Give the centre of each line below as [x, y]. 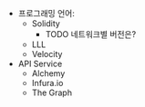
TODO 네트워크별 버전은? [91, 34]
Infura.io [47, 83]
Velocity [47, 54]
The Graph [52, 92]
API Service [40, 63]
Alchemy [48, 73]
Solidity [46, 24]
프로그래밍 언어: [46, 13]
